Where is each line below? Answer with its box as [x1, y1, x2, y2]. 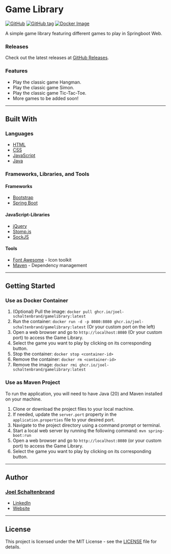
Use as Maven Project [5, 379, 60, 386]
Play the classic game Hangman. [12, 79, 81, 85]
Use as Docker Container [5, 297, 69, 304]
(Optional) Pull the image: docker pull [12, 308, 93, 314]
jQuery [12, 223, 27, 229]
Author [5, 473, 28, 482]
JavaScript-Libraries [5, 212, 50, 218]
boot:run [12, 433, 32, 438]
